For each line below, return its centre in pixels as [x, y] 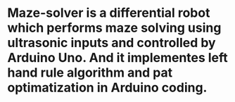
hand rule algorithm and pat [90, 73]
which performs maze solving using [114, 28]
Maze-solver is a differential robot [109, 13]
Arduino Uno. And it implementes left [118, 58]
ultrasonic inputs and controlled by [112, 43]
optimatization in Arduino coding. [107, 88]
